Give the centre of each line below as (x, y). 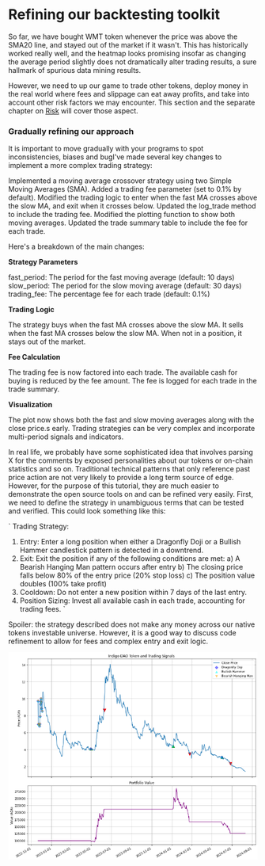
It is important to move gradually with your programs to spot (106, 149)
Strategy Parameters (43, 262)
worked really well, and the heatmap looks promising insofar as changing (127, 53)
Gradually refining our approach (71, 131)
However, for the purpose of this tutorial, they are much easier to (114, 486)
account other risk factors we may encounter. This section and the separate (132, 102)
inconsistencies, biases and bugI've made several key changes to (115, 157)
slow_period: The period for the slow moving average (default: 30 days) (125, 286)
